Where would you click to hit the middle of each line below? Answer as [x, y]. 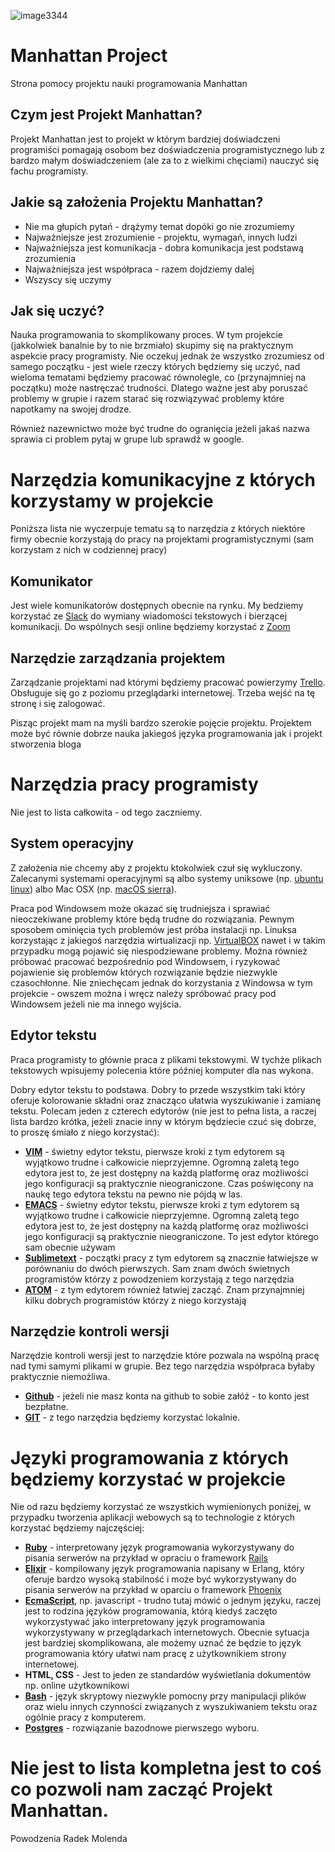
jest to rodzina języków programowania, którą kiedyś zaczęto [151, 1611]
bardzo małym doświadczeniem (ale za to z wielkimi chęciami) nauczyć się [165, 160]
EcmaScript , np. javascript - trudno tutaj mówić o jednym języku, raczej [173, 1601]
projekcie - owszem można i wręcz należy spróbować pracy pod [143, 993]
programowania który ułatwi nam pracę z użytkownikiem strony [155, 1654]
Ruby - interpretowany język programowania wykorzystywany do [159, 1547]
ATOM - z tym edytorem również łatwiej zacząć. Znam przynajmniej [164, 1289]
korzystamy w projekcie [112, 501]
